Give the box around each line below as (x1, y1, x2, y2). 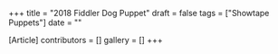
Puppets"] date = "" (8, 17, 82, 28)
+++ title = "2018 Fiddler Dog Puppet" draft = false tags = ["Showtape (8, 8, 270, 18)
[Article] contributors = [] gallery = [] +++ (8, 35, 164, 45)
